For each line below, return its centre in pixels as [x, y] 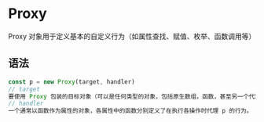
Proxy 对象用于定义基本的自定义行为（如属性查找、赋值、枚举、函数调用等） [132, 36]
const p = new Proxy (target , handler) [71, 82]
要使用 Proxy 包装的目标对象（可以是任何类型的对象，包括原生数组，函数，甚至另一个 [129, 96]
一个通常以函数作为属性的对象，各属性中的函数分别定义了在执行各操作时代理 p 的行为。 [130, 111]
